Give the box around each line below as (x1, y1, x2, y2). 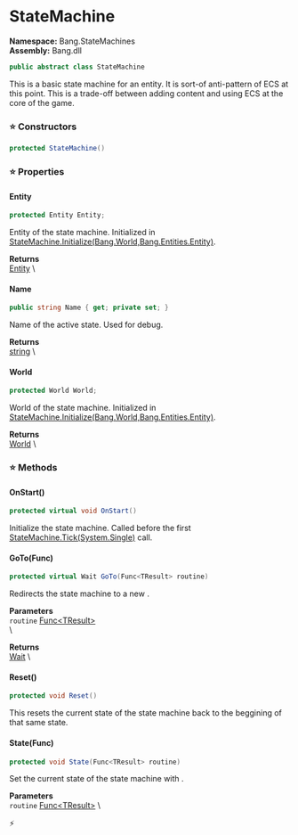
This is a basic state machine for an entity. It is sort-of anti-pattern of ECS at (9, 78, 289, 89)
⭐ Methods (9, 462, 58, 474)
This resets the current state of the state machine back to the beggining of (9, 708, 283, 718)
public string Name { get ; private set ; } (9, 303, 169, 313)
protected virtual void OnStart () (9, 506, 138, 516)
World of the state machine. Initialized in (9, 403, 157, 413)
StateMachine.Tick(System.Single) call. (9, 532, 153, 543)
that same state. (9, 717, 68, 728)
